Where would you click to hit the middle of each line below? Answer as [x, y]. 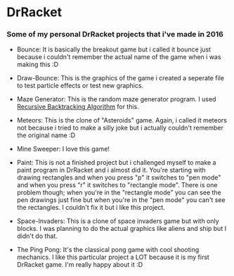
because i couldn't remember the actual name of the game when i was [119, 57]
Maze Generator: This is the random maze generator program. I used [116, 99]
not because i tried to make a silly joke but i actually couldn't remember [120, 128]
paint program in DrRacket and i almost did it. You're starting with [111, 170]
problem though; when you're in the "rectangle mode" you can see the [119, 193]
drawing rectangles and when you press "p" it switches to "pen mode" [119, 177]
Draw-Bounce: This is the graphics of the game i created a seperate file [120, 78]
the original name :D [46, 135]
